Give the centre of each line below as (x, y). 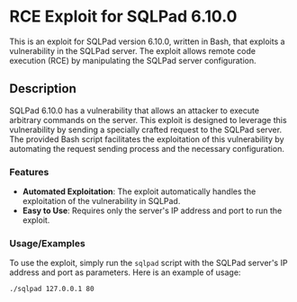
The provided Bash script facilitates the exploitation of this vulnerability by (147, 139)
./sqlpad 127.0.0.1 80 (52, 289)
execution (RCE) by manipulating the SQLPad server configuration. (133, 60)
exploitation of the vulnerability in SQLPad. (101, 201)
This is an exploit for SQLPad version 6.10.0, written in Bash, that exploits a (147, 41)
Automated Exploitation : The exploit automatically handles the (139, 191)
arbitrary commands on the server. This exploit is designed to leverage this (148, 120)
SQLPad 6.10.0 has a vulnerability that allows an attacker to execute (134, 111)
